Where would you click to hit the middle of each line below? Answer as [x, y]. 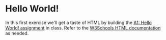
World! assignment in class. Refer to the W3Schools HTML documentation [83, 27]
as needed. [17, 33]
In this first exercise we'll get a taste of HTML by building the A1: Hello [78, 22]
